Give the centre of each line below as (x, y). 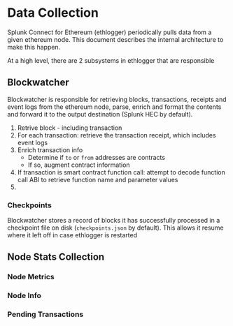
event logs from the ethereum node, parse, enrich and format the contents (114, 107)
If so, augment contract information (79, 165)
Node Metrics (31, 277)
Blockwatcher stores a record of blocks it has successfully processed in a (114, 221)
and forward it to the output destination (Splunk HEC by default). (100, 114)
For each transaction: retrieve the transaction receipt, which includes (116, 135)
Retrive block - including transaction (70, 128)
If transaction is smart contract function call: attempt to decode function (121, 172)
